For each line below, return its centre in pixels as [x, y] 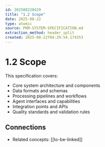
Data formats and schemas [40, 90]
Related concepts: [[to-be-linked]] [48, 139]
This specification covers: [32, 75]
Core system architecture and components [56, 85]
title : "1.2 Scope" [25, 14]
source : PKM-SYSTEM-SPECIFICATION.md [44, 28]
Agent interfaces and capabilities [46, 101]
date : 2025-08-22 [23, 19]
